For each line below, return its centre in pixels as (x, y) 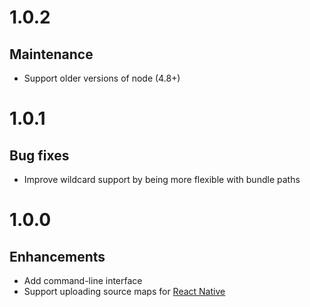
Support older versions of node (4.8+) (102, 78)
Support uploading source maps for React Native (124, 291)
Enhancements (57, 256)
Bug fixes (39, 155)
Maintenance (51, 54)
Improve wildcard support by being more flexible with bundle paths (162, 179)
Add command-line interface (83, 280)
